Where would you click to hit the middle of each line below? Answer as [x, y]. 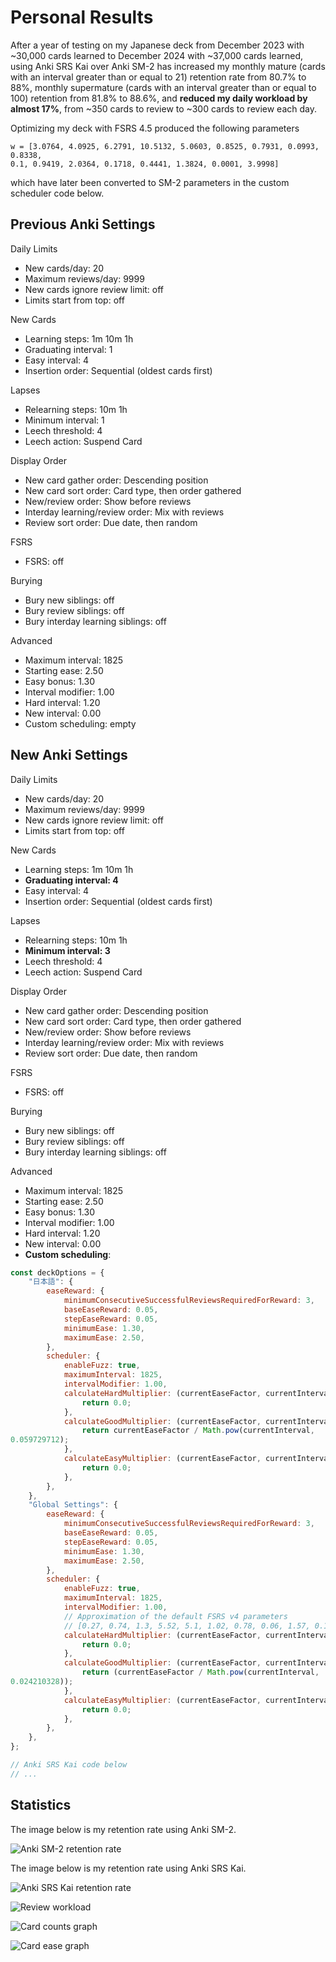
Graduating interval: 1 [68, 349]
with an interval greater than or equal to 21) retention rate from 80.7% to [158, 77]
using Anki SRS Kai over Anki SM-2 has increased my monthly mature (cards [168, 66]
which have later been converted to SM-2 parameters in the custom [150, 182]
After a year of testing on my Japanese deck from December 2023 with [157, 45]
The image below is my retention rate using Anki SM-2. [123, 1829]
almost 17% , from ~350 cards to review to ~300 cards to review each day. [163, 108]
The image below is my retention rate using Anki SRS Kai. [128, 1868]
